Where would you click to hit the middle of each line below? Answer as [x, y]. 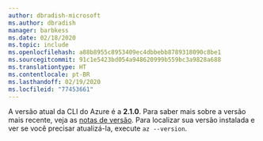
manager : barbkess [38, 30]
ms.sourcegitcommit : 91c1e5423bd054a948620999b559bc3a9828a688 [115, 60]
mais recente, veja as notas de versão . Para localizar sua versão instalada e [131, 120]
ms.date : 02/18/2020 [42, 38]
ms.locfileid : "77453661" [51, 89]
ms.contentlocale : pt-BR [49, 74]
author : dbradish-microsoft [55, 15]
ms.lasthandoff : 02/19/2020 [55, 82]
